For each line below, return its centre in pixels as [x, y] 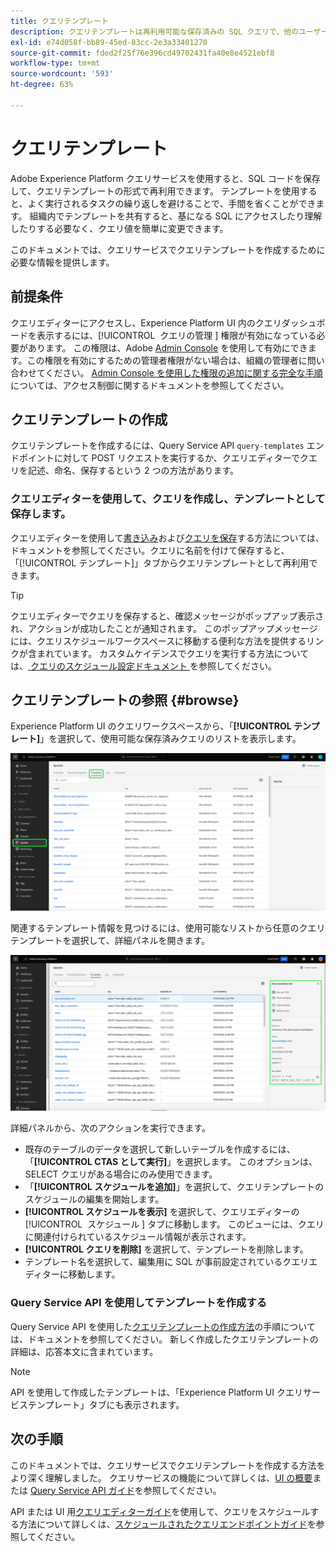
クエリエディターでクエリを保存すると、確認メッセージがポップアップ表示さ [167, 616]
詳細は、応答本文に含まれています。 [84, 1351]
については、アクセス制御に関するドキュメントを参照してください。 [150, 385]
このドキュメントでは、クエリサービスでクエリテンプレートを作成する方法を [168, 1465]
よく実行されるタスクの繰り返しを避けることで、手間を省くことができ [172, 203]
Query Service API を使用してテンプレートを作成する [139, 1303]
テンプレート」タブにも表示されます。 [106, 1404]
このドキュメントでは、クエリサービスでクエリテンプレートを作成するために [168, 249]
